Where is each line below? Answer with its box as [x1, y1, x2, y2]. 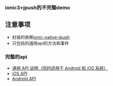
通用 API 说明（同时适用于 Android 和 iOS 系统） [12, 65, 108, 71]
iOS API [12, 71, 28, 76]
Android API [12, 76, 36, 82]
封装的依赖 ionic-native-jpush [12, 34, 70, 40]
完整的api [5, 53, 28, 60]
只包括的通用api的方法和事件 [12, 40, 69, 46]
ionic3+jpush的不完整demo [5, 4, 71, 11]
